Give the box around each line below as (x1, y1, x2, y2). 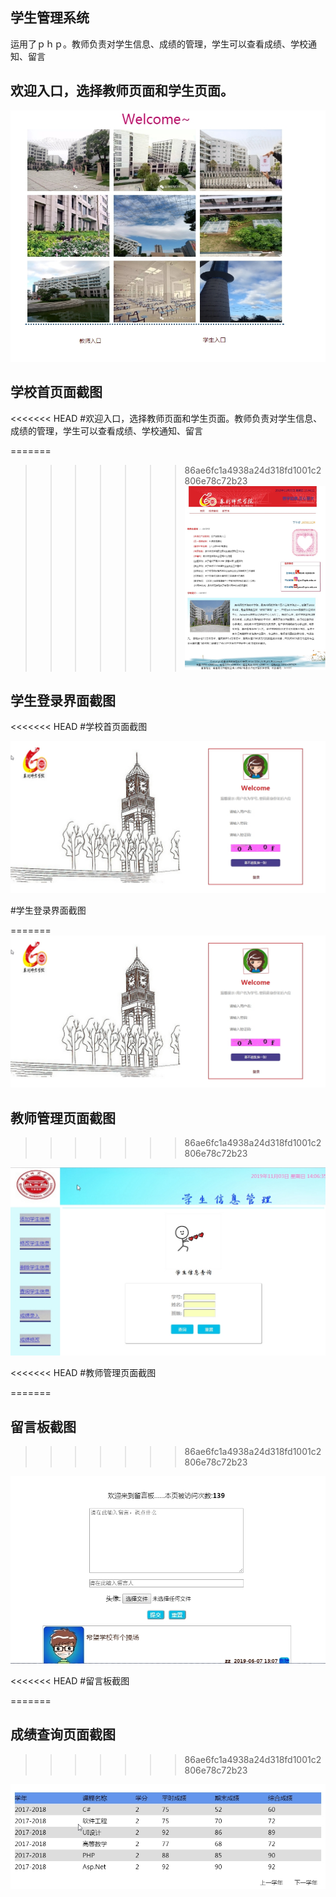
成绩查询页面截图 (10, 1726, 116, 1743)
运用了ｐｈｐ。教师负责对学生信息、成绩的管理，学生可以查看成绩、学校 (10, 38, 308, 50)
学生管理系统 (10, 9, 90, 27)
